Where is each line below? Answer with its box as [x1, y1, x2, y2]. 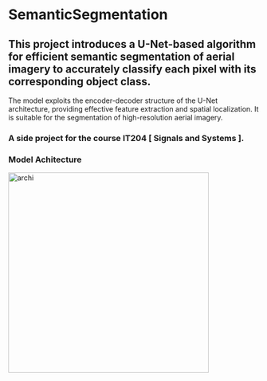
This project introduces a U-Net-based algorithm [8, 37, 257, 51]
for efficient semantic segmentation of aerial [8, 49, 235, 63]
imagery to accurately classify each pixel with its [8, 62, 257, 76]
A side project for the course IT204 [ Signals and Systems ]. [8, 132, 245, 143]
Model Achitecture [8, 154, 82, 165]
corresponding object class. [8, 74, 151, 88]
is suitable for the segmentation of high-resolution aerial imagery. [8, 113, 223, 122]
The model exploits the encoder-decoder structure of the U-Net [8, 96, 218, 105]
